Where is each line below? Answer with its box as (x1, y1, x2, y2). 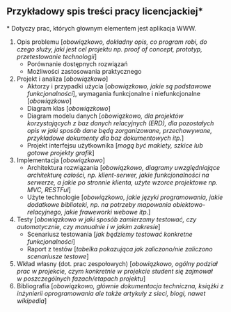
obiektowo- (173, 200, 206, 208)
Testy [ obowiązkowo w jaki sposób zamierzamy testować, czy (16, 215, 197, 224)
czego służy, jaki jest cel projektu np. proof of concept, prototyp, (16, 45, 202, 53)
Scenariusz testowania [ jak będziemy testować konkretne (26, 230, 193, 238)
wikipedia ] (16, 296, 47, 305)
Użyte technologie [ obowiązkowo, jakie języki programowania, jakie (26, 193, 223, 201)
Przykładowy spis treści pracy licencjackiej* (6, 6, 203, 17)
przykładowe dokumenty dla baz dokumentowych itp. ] (26, 134, 184, 142)
